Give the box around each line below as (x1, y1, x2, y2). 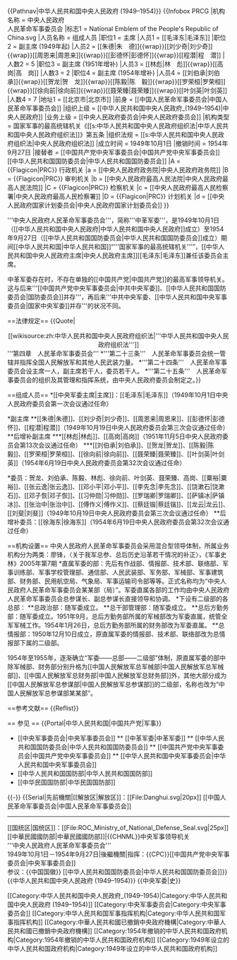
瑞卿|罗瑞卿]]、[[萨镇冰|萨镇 (143, 491, 225, 500)
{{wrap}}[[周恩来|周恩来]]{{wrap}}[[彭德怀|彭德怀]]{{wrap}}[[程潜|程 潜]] (7, 51, 221, 59)
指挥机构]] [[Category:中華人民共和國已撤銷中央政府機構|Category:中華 (13, 918, 220, 926)
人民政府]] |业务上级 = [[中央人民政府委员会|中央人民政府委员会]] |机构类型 (13, 113, 230, 121)
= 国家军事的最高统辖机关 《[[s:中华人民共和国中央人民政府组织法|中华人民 (7, 121, 223, 130)
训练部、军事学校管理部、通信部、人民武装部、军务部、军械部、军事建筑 (13, 568, 224, 576)
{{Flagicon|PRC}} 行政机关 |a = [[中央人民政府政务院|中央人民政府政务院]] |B (7, 166, 229, 174)
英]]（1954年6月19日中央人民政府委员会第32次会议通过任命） (7, 459, 186, 467)
